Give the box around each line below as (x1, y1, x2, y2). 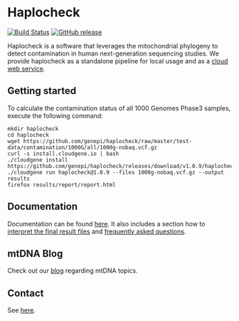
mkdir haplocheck (7, 125, 59, 132)
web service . (7, 64, 46, 73)
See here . (7, 306, 36, 315)
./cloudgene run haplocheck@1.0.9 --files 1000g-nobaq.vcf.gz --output (7, 169, 224, 176)
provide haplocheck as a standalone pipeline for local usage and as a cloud (7, 56, 228, 65)
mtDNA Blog (7, 247, 63, 260)
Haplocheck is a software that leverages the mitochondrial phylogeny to (7, 41, 218, 50)
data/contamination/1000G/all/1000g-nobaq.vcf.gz (7, 144, 158, 151)
